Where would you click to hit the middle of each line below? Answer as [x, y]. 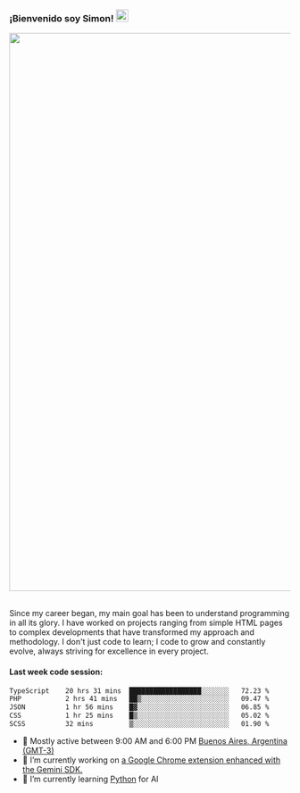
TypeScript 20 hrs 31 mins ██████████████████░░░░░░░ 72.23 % [139, 691]
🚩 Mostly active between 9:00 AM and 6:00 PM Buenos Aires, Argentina [155, 740]
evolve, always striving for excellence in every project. [109, 651]
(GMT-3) [38, 750]
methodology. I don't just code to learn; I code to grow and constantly [137, 642]
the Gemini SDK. [52, 769]
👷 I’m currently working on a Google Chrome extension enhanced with [151, 760]
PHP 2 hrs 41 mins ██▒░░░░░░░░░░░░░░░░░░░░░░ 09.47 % [139, 699]
